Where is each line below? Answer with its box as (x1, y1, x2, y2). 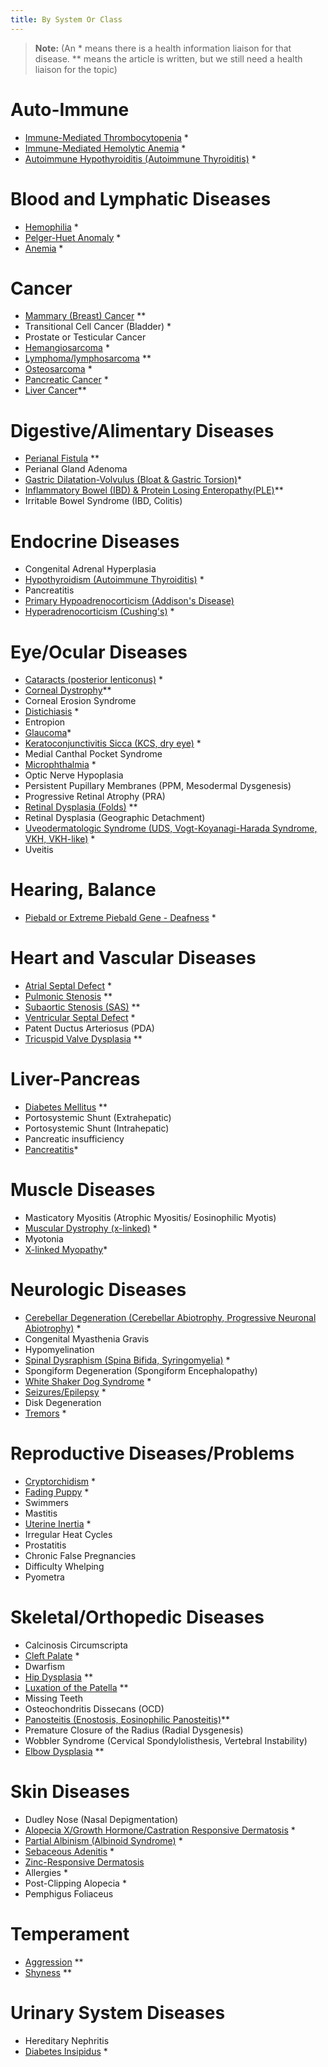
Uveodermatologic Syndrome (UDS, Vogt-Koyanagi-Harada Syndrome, (24, 822, 318, 835)
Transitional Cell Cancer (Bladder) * (24, 321, 172, 333)
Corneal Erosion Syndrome (24, 695, 137, 707)
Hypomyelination (24, 1343, 95, 1355)
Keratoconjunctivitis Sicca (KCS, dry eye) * (24, 737, 202, 750)
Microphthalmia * (24, 759, 97, 771)
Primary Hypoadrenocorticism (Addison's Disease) (24, 595, 235, 607)
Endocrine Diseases (10, 530, 180, 553)
